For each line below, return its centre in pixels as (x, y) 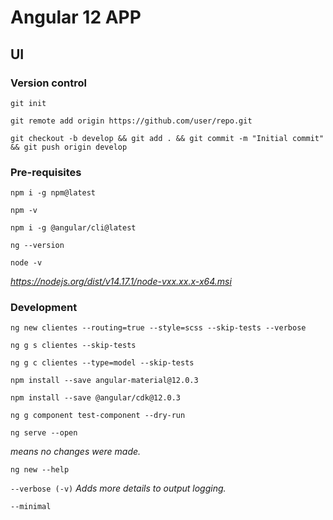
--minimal (31, 507)
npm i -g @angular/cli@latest (73, 228)
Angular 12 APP (76, 17)
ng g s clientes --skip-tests (73, 346)
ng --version (37, 246)
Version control (48, 83)
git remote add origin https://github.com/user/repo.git (131, 121)
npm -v (24, 211)
